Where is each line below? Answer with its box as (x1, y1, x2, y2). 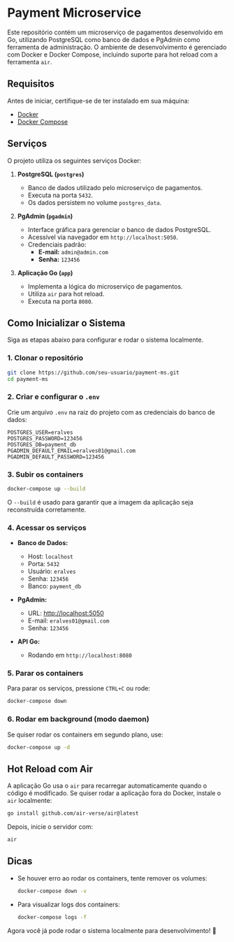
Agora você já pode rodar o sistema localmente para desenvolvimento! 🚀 (7, 926, 217, 934)
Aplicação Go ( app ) (17, 268, 73, 277)
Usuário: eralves (27, 567, 76, 576)
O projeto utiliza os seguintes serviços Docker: (7, 156, 142, 165)
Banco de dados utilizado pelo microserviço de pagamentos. (27, 183, 203, 191)
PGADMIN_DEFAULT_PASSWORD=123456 (7, 453, 105, 461)
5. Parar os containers (7, 669, 84, 679)
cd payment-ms (7, 375, 49, 382)
